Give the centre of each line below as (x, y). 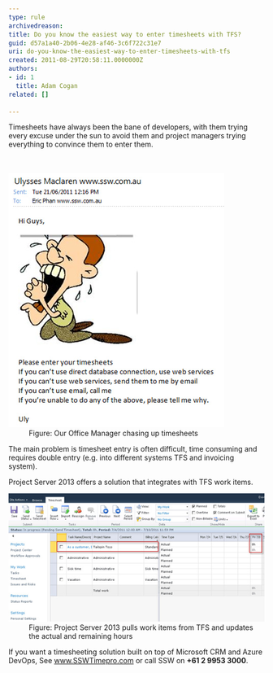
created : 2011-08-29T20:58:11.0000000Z (76, 60)
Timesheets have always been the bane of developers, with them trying (128, 127)
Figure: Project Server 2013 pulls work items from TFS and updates (141, 627)
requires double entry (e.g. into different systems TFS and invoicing (121, 458)
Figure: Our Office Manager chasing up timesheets (114, 433)
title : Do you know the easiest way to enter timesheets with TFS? (125, 34)
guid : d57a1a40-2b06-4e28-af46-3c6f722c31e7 (85, 43)
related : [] (28, 94)
